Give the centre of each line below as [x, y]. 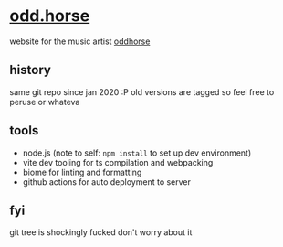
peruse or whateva [45, 102]
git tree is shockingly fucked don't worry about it [101, 232]
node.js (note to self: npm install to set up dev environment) [137, 153]
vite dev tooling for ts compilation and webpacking [118, 162]
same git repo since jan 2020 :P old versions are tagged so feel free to [142, 91]
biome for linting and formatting [82, 172]
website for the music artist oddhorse [80, 41]
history [31, 70]
